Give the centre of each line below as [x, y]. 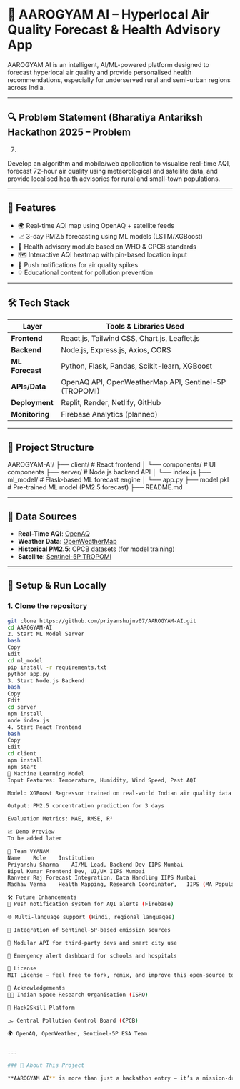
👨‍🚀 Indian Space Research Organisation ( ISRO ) [78, 995]
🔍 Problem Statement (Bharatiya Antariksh [105, 118]
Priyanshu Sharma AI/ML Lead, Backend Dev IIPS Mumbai [95, 865]
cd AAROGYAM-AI [30, 627]
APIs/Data [29, 387]
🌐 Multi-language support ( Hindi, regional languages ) [91, 917]
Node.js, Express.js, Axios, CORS [116, 350]
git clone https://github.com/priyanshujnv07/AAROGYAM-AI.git [102, 621]
